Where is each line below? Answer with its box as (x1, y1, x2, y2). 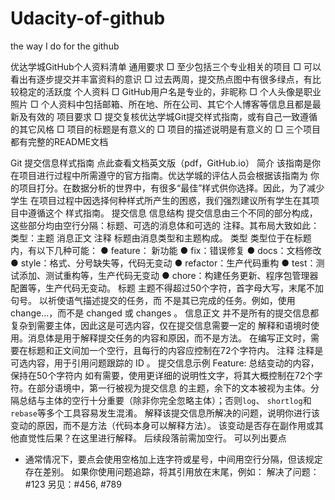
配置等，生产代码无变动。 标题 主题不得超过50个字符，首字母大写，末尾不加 (10, 282, 325, 294)
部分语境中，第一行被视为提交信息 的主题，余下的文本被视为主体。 (36, 382, 311, 394)
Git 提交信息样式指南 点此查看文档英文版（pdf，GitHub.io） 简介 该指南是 (10, 157, 312, 169)
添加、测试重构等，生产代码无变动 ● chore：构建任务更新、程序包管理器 (18, 269, 319, 281)
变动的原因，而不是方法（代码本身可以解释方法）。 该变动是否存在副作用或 (10, 419, 315, 431)
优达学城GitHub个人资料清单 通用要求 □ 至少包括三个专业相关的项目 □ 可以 (10, 60, 322, 72)
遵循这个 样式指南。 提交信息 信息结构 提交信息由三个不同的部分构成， (27, 207, 318, 219)
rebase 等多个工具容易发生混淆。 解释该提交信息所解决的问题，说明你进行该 (10, 407, 320, 419)
